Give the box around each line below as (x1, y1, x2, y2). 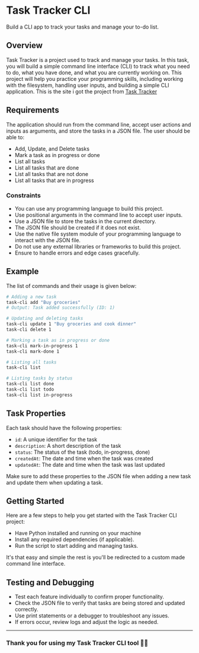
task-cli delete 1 (6, 326, 52, 333)
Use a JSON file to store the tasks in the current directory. (14, 218, 156, 225)
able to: (6, 133, 25, 140)
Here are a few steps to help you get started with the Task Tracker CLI (6, 512, 178, 519)
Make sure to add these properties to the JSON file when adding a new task (6, 472, 191, 479)
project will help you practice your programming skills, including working (6, 75, 184, 82)
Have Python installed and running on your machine (14, 530, 142, 537)
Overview (6, 40, 43, 51)
